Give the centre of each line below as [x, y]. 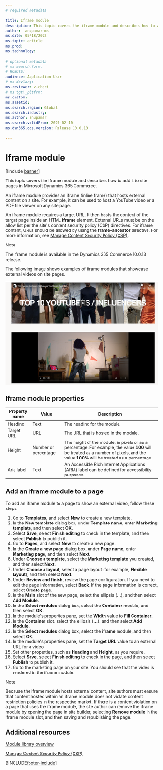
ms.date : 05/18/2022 [26, 36]
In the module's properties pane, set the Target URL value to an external [84, 641]
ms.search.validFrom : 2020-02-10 [39, 123]
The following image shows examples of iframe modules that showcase [77, 269]
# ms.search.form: [24, 66]
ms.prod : [14, 46]
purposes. [74, 475]
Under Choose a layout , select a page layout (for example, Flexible [80, 569]
